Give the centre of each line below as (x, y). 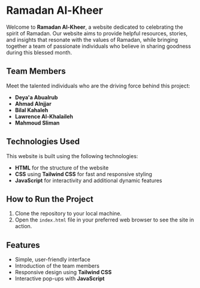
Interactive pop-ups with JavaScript (60, 278)
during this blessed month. (39, 52)
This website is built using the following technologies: (72, 156)
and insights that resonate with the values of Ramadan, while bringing (92, 40)
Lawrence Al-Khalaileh (44, 116)
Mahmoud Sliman (37, 123)
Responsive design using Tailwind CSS (63, 272)
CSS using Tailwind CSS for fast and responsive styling (84, 174)
